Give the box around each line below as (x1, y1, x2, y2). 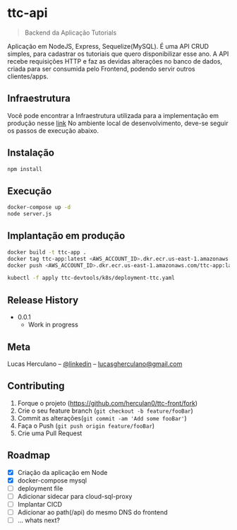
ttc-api (7, 5, 48, 21)
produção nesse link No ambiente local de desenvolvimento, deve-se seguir (7, 119, 229, 127)
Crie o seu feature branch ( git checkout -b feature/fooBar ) (17, 406, 194, 415)
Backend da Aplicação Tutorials (24, 28, 117, 37)
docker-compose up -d (7, 204, 71, 211)
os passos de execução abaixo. (7, 126, 99, 135)
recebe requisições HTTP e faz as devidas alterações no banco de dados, (7, 57, 223, 65)
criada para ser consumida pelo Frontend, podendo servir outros (7, 64, 195, 73)
